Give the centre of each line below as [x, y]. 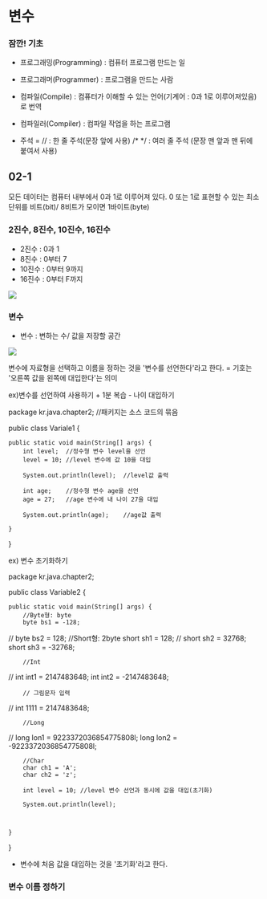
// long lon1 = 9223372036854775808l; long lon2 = [93, 737]
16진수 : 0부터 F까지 [51, 279]
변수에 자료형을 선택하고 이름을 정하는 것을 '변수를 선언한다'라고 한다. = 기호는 [130, 368]
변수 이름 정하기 [37, 886]
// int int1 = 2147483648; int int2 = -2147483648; [89, 677]
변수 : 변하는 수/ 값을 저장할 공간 [70, 336]
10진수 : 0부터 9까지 [51, 269]
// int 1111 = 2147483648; [49, 708]
